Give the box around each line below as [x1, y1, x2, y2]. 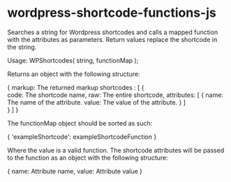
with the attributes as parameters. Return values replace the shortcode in [7, 35, 218, 43]
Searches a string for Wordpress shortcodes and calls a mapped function [7, 28, 218, 36]
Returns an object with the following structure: [7, 70, 140, 78]
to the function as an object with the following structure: [7, 153, 169, 162]
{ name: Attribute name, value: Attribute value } [7, 167, 143, 175]
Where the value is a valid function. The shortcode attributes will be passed [7, 146, 225, 154]
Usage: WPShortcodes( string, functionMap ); [7, 56, 139, 64]
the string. [7, 43, 37, 51]
